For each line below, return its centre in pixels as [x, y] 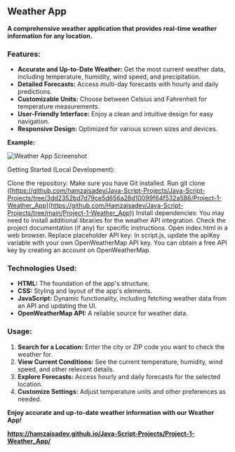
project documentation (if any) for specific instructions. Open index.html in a [117, 228]
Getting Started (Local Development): [61, 170]
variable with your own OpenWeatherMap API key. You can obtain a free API [117, 243]
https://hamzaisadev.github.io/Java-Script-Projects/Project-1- [101, 433]
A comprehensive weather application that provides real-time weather [112, 28]
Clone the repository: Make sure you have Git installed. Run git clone [106, 183]
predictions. [35, 92]
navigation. [34, 121]
